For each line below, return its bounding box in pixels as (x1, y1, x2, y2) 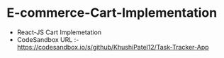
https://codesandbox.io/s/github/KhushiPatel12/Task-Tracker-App (16, 43, 210, 51)
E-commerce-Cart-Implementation (6, 5, 218, 21)
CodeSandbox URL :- (16, 35, 79, 43)
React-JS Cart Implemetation (16, 28, 102, 36)
